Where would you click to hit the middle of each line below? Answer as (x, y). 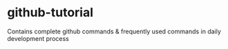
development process (38, 38)
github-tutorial (50, 13)
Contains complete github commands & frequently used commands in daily (114, 31)
